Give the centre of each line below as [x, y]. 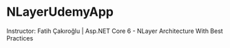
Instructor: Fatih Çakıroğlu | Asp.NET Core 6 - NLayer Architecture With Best [115, 31]
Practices [20, 38]
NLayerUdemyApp [60, 12]
